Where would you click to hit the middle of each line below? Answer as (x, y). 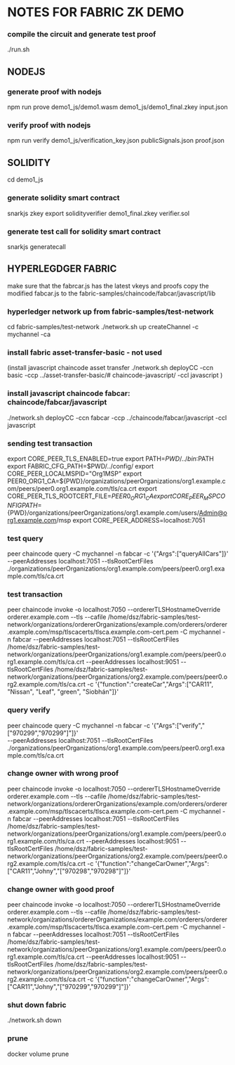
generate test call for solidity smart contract (84, 231)
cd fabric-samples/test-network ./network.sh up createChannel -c (103, 326)
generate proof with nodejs (54, 91)
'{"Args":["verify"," (179, 725)
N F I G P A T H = (25, 505)
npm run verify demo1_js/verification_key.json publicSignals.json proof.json (116, 141)
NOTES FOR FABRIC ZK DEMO (96, 12)
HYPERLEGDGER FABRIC (62, 269)
